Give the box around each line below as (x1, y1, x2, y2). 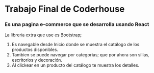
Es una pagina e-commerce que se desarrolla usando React (4, 21, 149, 28)
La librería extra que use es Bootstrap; (4, 32, 82, 38)
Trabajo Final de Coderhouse (4, 3, 125, 15)
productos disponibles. (11, 47, 58, 52)
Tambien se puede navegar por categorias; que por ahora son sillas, (11, 52, 150, 58)
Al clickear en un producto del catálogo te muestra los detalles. (11, 62, 140, 68)
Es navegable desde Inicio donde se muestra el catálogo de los (11, 42, 140, 48)
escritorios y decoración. (11, 57, 62, 63)
